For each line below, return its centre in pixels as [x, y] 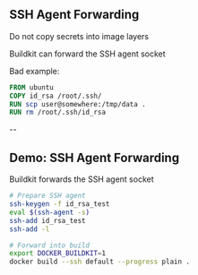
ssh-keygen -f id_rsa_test [60, 204]
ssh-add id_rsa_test [48, 220]
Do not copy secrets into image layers [79, 36]
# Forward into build [50, 245]
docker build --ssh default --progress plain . [100, 262]
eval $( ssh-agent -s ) [50, 212]
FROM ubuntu [31, 87]
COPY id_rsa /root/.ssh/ [56, 96]
